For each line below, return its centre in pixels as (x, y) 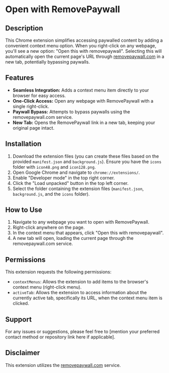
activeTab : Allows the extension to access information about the (80, 293)
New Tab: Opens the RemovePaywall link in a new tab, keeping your (84, 122)
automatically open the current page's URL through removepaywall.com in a (85, 56)
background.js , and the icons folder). (51, 194)
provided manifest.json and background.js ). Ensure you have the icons (87, 162)
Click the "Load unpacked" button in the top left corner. (71, 183)
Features (20, 78)
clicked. (21, 303)
